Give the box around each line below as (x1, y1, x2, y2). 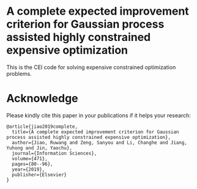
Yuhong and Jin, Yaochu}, (6, 145, 72, 151)
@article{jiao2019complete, (6, 124, 78, 130)
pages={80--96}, (12, 161, 53, 167)
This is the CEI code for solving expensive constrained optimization (6, 63, 176, 71)
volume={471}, (12, 155, 48, 161)
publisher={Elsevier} (12, 171, 67, 178)
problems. (6, 70, 32, 77)
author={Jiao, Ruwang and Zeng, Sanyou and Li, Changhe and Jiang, (12, 139, 188, 146)
